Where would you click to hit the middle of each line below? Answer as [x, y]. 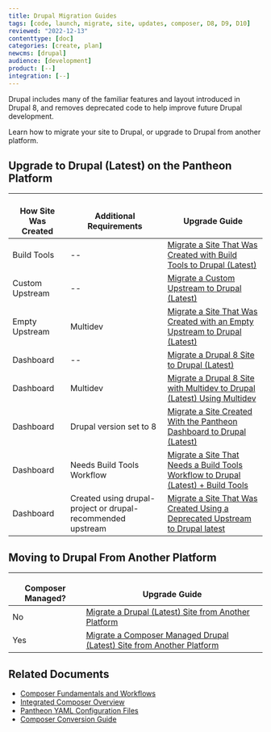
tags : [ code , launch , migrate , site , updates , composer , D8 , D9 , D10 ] [129, 23]
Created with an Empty [211, 322]
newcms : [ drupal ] [38, 53]
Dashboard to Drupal [207, 431]
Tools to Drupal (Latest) [212, 265]
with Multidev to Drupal [211, 389]
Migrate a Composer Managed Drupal [157, 635]
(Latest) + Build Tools [208, 486]
